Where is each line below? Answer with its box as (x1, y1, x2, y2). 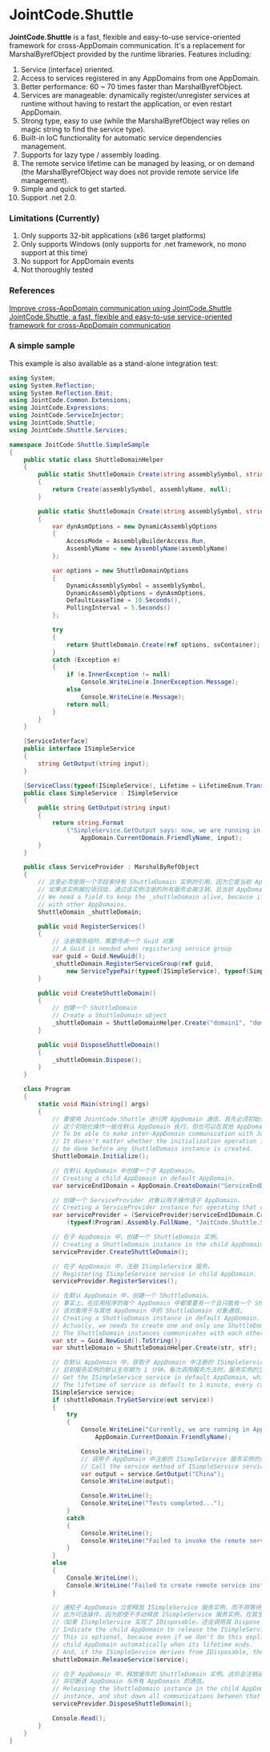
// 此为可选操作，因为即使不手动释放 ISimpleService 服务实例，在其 (51, 1611, 258, 1619)
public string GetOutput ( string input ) (38, 804, 171, 812)
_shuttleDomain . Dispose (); (51, 1056, 143, 1064)
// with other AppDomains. (38, 900, 128, 908)
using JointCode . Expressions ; (9, 404, 111, 412)
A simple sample (9, 340, 75, 351)
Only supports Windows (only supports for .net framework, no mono (20, 239, 247, 249)
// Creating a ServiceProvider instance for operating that (51, 1203, 257, 1212)
